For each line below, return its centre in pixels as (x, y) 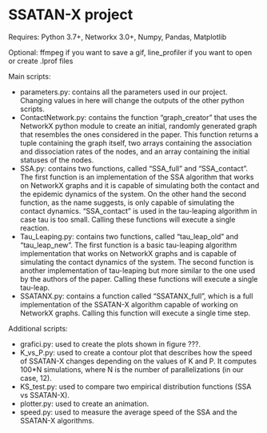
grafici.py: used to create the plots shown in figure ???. (110, 344)
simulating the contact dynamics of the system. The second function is (137, 262)
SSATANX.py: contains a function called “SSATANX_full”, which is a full (136, 296)
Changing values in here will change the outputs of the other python (132, 100)
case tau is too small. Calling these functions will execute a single (128, 219)
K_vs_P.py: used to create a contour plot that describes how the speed (136, 352)
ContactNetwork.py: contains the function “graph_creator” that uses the (138, 117)
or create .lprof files (41, 61)
